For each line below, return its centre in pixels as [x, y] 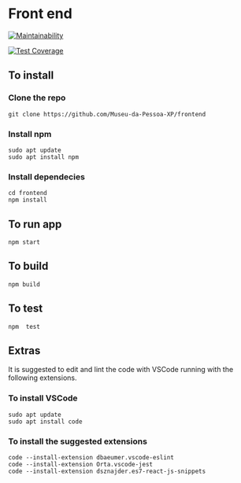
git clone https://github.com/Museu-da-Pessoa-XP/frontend [107, 114]
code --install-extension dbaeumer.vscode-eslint [91, 458]
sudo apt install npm [44, 157]
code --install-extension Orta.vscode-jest [81, 465]
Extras [24, 351]
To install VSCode [43, 398]
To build [28, 266]
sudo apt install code [45, 422]
